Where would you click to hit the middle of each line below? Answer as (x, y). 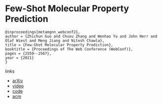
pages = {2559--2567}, (28, 53)
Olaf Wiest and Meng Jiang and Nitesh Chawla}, (55, 40)
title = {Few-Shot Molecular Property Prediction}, (59, 45)
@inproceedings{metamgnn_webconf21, (43, 32)
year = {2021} (20, 58)
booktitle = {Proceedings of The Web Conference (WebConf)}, (69, 49)
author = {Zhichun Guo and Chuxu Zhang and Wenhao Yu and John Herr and (81, 36)
